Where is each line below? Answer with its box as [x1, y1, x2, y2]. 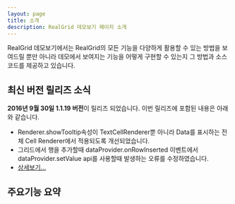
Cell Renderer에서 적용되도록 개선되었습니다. [25, 137, 150, 145]
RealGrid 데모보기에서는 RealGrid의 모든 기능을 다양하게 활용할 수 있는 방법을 [7, 44, 221, 52]
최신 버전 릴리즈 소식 [7, 84, 91, 96]
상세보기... [17, 163, 47, 172]
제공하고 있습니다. [25, 61, 76, 70]
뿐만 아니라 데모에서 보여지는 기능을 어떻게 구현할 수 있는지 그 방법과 [25, 52, 215, 61]
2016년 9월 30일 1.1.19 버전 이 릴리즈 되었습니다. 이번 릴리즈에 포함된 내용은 [7, 104, 215, 113]
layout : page [7, 10, 46, 18]
